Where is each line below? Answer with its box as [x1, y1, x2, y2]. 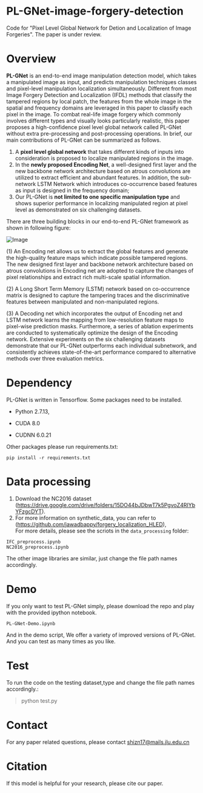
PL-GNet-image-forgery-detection [6, 4, 184, 18]
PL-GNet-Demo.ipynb [6, 620, 56, 626]
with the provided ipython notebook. [6, 609, 97, 616]
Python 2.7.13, [15, 408, 50, 415]
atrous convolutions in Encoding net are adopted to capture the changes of [6, 267, 194, 274]
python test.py [21, 697, 58, 704]
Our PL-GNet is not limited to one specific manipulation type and [15, 193, 180, 201]
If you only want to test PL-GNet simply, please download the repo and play [6, 602, 195, 609]
